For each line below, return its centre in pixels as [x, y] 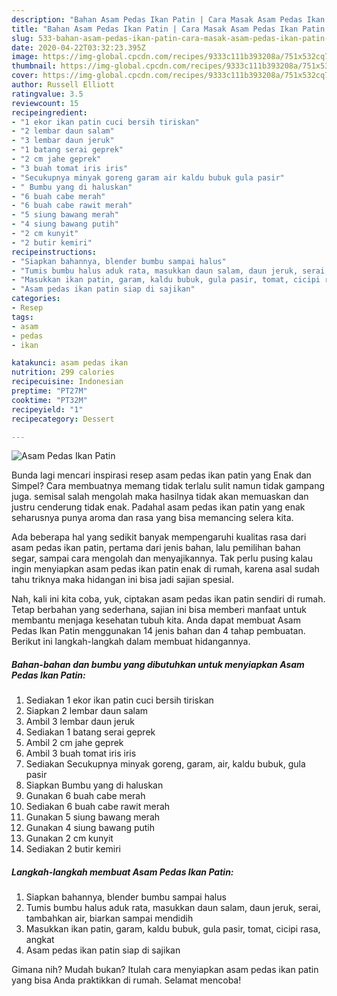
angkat [40, 940]
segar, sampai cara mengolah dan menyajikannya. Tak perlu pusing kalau [162, 558]
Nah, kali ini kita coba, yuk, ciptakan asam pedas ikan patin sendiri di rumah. [168, 599]
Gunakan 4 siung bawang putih [90, 828]
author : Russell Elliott [63, 85]
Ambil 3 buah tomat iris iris [81, 753]
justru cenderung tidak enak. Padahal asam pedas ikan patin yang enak [158, 507]
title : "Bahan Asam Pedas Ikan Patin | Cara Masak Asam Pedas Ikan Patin [168, 29]
